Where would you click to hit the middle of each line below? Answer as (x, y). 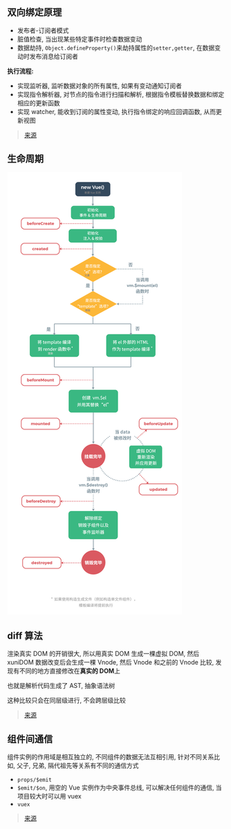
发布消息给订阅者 (54, 56)
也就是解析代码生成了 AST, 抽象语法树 (61, 686)
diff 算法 (25, 636)
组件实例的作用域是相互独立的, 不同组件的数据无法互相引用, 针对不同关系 (111, 757)
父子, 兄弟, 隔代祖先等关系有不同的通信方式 (77, 765)
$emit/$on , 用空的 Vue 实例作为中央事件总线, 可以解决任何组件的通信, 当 (120, 788)
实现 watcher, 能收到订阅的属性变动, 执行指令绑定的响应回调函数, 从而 (117, 111)
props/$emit (34, 780)
